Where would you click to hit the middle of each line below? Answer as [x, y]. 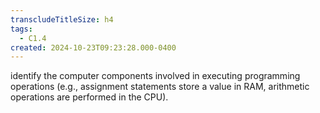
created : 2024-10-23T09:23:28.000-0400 [93, 47]
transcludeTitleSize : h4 [62, 19]
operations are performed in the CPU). [89, 97]
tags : [21, 29]
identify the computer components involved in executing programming [155, 76]
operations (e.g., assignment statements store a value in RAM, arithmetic [160, 87]
